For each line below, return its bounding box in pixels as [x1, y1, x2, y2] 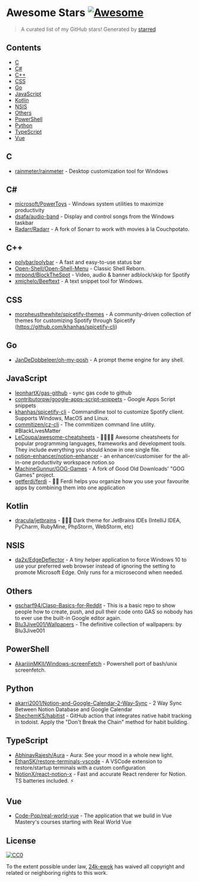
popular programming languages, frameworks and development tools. [14, 440, 186, 447]
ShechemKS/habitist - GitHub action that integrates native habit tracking [14, 712, 192, 719]
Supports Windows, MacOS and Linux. [14, 414, 110, 421]
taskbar [14, 219, 34, 226]
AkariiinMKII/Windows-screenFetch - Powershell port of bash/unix [14, 660, 178, 667]
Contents [6, 43, 42, 53]
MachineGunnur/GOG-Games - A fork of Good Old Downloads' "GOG [14, 465, 185, 472]
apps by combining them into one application [14, 484, 126, 491]
